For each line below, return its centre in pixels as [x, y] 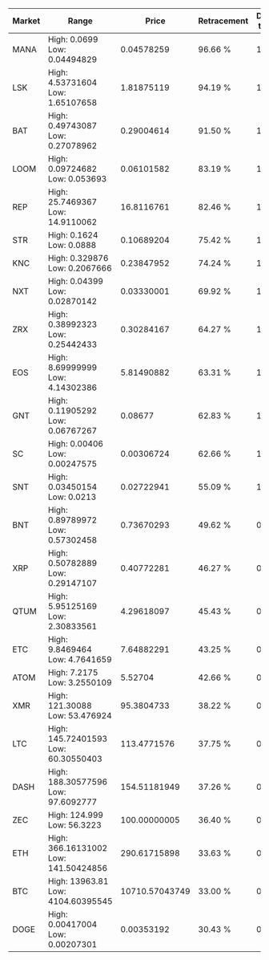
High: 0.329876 [78, 258]
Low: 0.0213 [72, 497]
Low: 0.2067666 [80, 268]
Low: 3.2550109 [80, 683]
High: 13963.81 [78, 881]
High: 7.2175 [73, 672]
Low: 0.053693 [77, 179]
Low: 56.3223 [74, 825]
